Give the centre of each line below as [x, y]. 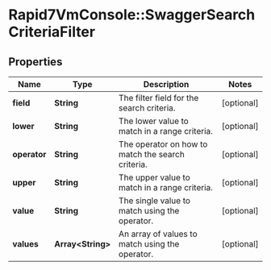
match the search [152, 154]
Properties [35, 62]
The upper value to [154, 177]
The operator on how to [163, 144]
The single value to [154, 201]
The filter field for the [158, 98]
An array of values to [158, 234]
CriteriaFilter [52, 32]
